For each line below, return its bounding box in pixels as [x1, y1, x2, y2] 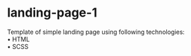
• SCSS [7, 42, 29, 50]
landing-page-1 [7, 5, 98, 21]
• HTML [7, 35, 30, 43]
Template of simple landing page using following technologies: [7, 28, 185, 36]
